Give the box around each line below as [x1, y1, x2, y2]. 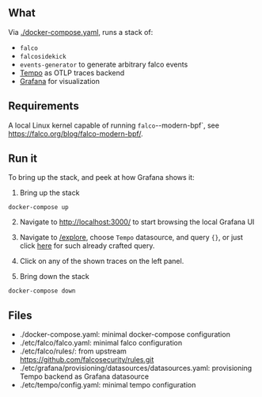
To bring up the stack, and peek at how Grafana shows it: [8, 173, 196, 182]
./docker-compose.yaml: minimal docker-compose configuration [19, 330, 231, 339]
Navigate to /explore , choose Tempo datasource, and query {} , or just [19, 233, 244, 242]
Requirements [8, 99, 79, 113]
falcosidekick [19, 52, 66, 60]
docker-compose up [8, 204, 69, 212]
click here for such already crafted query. [19, 241, 155, 250]
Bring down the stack [19, 272, 89, 281]
